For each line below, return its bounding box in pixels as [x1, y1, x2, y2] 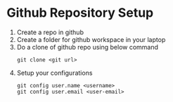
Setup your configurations [16, 68, 93, 77]
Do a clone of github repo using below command [16, 43, 159, 51]
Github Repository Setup [6, 5, 154, 21]
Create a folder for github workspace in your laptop [16, 35, 166, 43]
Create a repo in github [16, 28, 84, 36]
